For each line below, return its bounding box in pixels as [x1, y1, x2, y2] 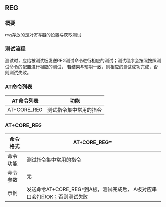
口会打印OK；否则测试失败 [26, 193, 88, 200]
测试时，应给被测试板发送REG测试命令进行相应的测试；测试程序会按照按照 [5, 57, 157, 63]
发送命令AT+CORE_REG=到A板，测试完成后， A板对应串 [26, 186, 157, 193]
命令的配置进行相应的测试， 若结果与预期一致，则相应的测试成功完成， [9, 64, 154, 69]
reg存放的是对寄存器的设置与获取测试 [5, 32, 82, 37]
